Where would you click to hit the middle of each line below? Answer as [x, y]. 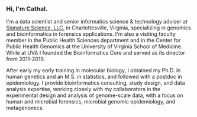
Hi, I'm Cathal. [27, 9]
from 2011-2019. [26, 59]
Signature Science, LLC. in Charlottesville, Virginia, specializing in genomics [98, 28]
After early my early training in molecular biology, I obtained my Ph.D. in [93, 71]
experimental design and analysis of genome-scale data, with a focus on [95, 95]
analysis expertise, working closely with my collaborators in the [83, 89]
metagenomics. [25, 108]
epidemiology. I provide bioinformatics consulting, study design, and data [96, 83]
